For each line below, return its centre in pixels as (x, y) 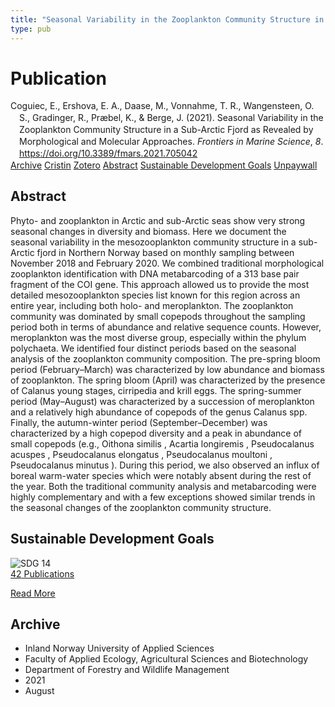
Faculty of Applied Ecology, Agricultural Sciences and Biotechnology (166, 659)
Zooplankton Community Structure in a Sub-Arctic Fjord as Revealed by (166, 130)
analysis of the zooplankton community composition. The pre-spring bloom (165, 358)
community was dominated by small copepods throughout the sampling (158, 316)
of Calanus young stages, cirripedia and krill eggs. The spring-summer (156, 390)
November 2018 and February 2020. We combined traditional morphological (167, 263)
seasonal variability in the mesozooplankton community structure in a (153, 242)
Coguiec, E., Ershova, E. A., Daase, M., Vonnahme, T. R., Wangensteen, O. (162, 106)
